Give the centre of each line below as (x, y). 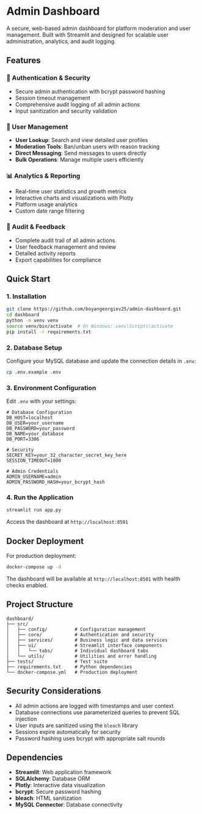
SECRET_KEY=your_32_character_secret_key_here (67, 455)
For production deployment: (41, 556)
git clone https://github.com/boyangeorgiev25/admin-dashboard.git (94, 309)
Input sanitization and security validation (66, 111)
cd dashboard (23, 315)
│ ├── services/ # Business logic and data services (87, 640)
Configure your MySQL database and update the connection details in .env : (101, 361)
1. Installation (27, 296)
